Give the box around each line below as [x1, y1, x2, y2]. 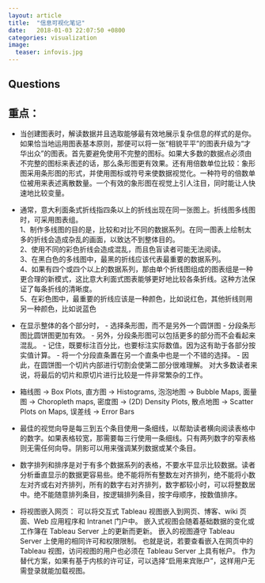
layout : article [8, 11, 62, 20]
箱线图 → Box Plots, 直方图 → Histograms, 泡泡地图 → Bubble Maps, [19, 387, 241, 396]
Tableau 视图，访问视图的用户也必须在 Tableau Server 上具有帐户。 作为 [19, 547, 256, 556]
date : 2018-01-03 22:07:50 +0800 [8, 26, 126, 34]
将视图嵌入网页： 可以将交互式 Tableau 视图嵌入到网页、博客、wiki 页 [19, 507, 247, 517]
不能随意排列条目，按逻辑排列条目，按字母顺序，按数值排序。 [40, 490, 242, 499]
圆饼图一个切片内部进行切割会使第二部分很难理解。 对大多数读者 [40, 361, 251, 370]
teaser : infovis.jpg [15, 48, 83, 56]
